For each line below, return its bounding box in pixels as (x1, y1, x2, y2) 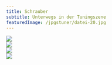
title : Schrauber (6, 8, 49, 15)
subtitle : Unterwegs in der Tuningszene (6, 14, 107, 20)
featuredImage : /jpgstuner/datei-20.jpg (6, 19, 107, 25)
